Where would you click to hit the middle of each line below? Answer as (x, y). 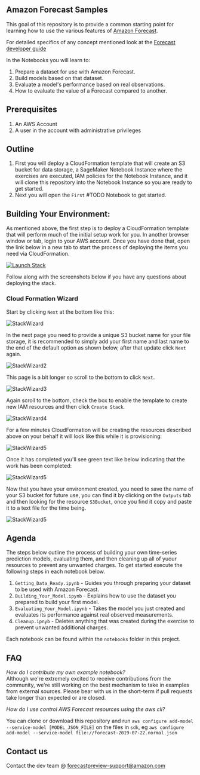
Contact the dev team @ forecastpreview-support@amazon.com (86, 765)
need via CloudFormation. (38, 254)
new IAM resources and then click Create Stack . (66, 406)
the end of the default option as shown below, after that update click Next (96, 347)
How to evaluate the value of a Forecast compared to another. (91, 91)
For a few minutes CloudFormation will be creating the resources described (99, 430)
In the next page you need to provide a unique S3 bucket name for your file (99, 335)
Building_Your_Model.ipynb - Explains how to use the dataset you (95, 596)
